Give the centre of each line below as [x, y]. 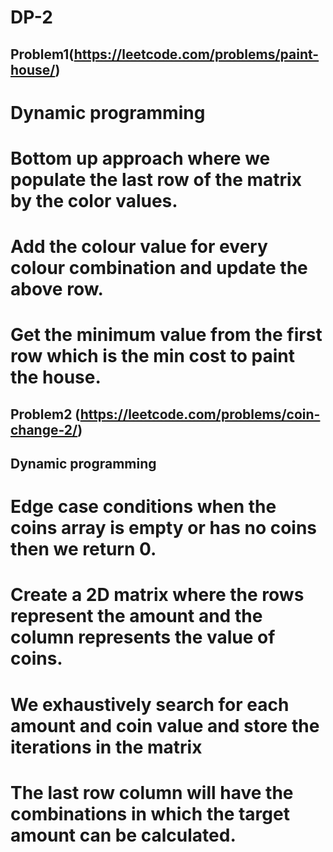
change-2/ [44, 429]
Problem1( [42, 54]
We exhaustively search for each [150, 704]
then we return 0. [83, 549]
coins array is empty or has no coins [164, 528]
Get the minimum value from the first [166, 335]
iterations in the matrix [106, 747]
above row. [57, 289]
